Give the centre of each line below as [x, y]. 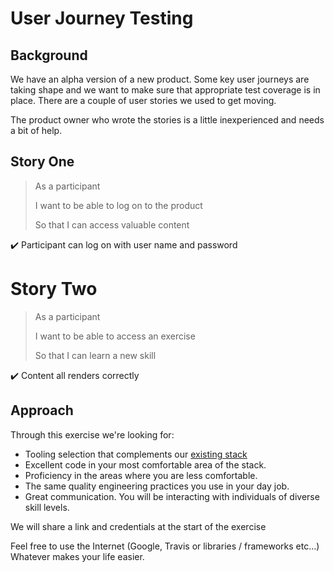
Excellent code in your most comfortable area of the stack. [145, 464]
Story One [42, 162]
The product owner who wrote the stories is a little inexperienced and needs [167, 120]
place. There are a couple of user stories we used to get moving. [143, 100]
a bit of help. [36, 130]
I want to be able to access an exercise [115, 336]
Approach [42, 410]
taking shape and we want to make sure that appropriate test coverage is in [165, 90]
